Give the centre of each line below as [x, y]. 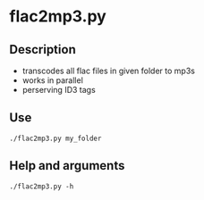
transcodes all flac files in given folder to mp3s [108, 71]
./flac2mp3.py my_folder [55, 138]
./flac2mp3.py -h [42, 186]
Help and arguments [67, 166]
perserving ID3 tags [59, 90]
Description [42, 50]
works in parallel [52, 80]
